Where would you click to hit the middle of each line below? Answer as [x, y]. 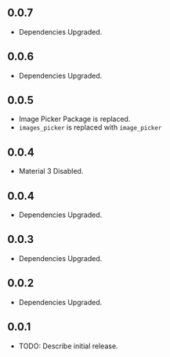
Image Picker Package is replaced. [74, 119]
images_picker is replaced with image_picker [90, 127]
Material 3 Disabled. [51, 171]
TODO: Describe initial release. [68, 346]
